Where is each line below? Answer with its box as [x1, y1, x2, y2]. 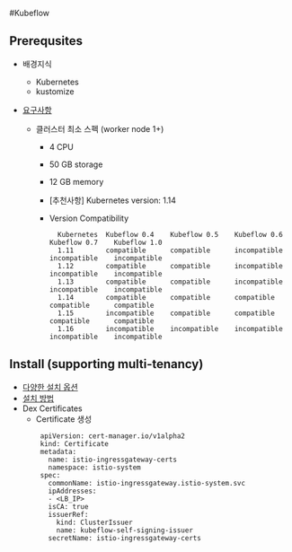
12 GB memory [49, 176, 104, 187]
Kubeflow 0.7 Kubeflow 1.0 [49, 238, 163, 247]
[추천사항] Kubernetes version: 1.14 [49, 195, 177, 206]
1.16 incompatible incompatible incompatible [57, 324, 283, 333]
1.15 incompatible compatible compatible [57, 309, 276, 318]
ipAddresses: [48, 486, 97, 495]
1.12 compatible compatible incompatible [57, 261, 283, 270]
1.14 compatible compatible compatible [57, 293, 276, 302]
